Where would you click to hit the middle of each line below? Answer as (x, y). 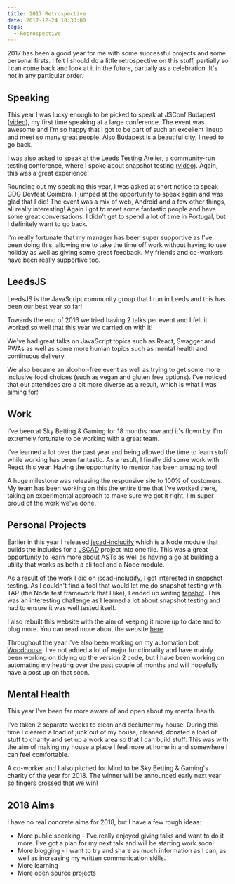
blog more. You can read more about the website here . (86, 628)
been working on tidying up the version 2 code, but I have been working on (116, 657)
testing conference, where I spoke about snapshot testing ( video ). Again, (113, 166)
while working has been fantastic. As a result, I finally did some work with (113, 459)
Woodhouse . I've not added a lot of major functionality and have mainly (110, 649)
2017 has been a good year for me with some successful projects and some (117, 53)
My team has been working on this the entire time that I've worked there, (112, 488)
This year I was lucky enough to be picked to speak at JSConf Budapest (112, 115)
